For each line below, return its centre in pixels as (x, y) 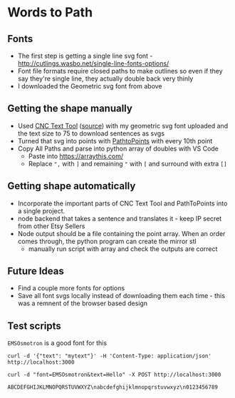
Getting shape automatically (72, 186)
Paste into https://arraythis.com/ (76, 156)
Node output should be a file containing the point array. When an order (121, 233)
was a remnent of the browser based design (83, 303)
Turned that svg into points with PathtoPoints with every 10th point (115, 141)
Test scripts (35, 326)
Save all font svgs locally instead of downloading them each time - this (121, 296)
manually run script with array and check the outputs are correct (123, 249)
